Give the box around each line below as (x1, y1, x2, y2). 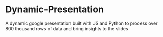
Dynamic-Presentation (5, 4, 104, 15)
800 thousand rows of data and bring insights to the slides (5, 25, 129, 31)
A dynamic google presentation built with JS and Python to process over (5, 20, 158, 26)
